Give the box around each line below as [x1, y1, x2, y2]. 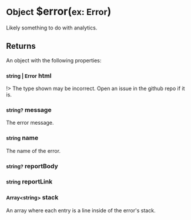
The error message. [6, 119, 54, 126]
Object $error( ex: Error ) [6, 5, 112, 18]
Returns [6, 41, 36, 51]
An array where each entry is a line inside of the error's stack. [6, 206, 156, 214]
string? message [6, 105, 52, 114]
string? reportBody [6, 162, 59, 170]
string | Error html [6, 71, 52, 79]
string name [6, 134, 39, 142]
